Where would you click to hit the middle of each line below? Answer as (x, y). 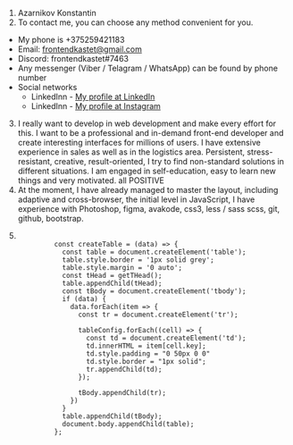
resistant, (35, 161)
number (32, 78)
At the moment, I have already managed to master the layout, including (148, 190)
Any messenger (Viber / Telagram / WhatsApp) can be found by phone (148, 68)
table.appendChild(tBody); (112, 416)
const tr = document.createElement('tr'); (158, 315)
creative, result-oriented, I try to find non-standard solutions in (169, 161)
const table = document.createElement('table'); (154, 252)
